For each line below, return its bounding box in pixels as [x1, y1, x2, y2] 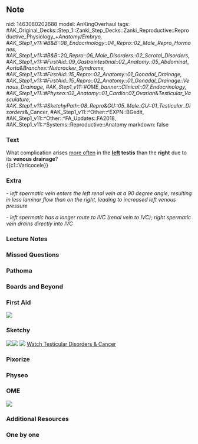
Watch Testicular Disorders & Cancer [26, 340, 117, 348]
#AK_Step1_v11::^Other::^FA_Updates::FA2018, [6, 115, 117, 122]
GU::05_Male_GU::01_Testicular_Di [107, 102, 191, 109]
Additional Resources [6, 414, 69, 423]
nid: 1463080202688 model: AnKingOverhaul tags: [6, 20, 130, 27]
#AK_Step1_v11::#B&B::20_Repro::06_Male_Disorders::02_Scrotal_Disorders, [6, 51, 190, 59]
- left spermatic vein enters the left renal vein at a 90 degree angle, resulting [6, 190, 192, 197]
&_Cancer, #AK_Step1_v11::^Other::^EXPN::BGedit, [24, 108, 144, 115]
